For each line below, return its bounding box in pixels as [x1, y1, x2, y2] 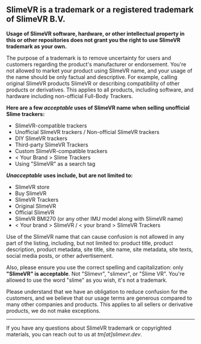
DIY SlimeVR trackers [14, 135, 68, 142]
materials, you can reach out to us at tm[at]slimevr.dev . [6, 330, 142, 337]
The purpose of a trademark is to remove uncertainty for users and [6, 54, 172, 62]
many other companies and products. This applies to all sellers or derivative [6, 300, 193, 308]
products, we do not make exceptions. [6, 307, 100, 314]
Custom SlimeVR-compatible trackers [14, 147, 108, 154]
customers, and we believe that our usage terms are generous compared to [6, 294, 193, 302]
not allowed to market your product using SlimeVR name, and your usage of [6, 67, 193, 74]
